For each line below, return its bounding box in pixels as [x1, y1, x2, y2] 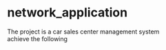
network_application [7, 5, 128, 21]
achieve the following [7, 34, 68, 42]
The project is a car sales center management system [7, 27, 160, 36]
